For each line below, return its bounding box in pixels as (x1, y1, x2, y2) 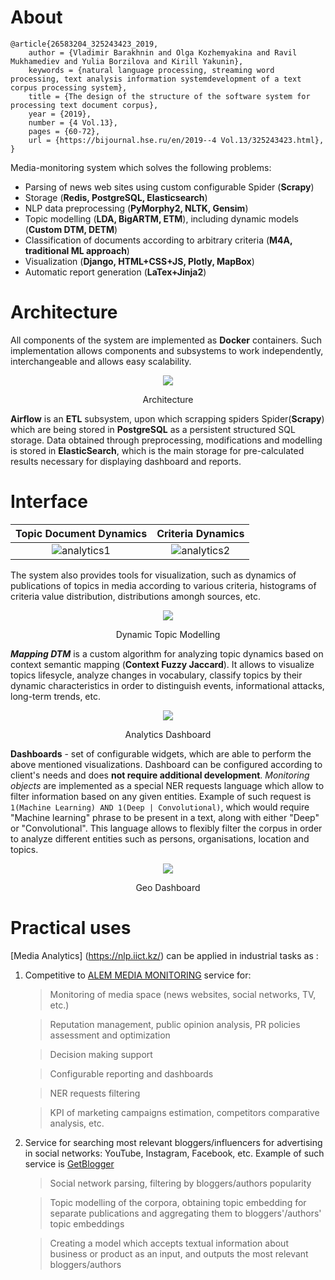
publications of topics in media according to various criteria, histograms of (10, 579, 317, 591)
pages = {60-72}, (28, 126, 101, 136)
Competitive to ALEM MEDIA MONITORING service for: (24, 969, 252, 981)
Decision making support (49, 1048, 153, 1060)
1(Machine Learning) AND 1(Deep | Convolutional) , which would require (10, 801, 310, 813)
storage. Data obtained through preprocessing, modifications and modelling (10, 434, 323, 446)
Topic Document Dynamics (15, 526, 148, 540)
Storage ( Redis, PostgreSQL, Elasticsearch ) (24, 191, 208, 203)
